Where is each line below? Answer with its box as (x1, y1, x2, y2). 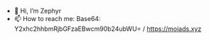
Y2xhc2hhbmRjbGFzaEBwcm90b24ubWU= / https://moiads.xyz (14, 25, 202, 33)
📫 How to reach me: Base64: (14, 15, 101, 22)
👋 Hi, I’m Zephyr (14, 7, 62, 15)
